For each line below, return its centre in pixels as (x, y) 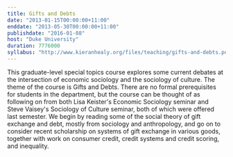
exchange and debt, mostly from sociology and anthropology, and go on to (114, 124)
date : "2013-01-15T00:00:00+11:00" (59, 20)
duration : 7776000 (34, 46)
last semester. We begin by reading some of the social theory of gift (104, 116)
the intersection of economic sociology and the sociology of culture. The (111, 79)
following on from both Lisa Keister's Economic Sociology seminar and (108, 101)
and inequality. (28, 146)
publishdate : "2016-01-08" (46, 33)
